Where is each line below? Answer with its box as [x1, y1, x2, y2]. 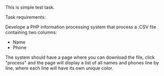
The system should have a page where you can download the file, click [5, 54, 155, 60]
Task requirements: [5, 14, 46, 20]
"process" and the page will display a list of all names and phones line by [5, 60, 159, 65]
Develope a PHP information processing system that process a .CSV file [5, 24, 157, 30]
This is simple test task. [5, 5, 55, 10]
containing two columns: [5, 29, 57, 35]
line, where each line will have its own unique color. [5, 65, 113, 71]
